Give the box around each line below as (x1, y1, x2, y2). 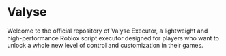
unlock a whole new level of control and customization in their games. (7, 41, 203, 49)
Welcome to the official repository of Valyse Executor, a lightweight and (7, 27, 208, 35)
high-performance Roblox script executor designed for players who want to (7, 33, 220, 42)
